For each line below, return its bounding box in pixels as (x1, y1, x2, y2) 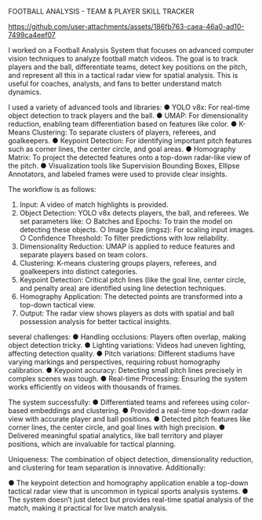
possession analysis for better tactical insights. (19, 317, 172, 326)
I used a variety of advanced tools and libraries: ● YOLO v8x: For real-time (8, 102, 250, 112)
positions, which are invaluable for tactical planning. (8, 440, 176, 448)
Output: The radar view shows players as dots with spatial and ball (19, 308, 235, 318)
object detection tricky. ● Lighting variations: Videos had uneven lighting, (8, 341, 246, 349)
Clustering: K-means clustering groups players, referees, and (19, 259, 217, 267)
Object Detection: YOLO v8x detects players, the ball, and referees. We (19, 208, 249, 217)
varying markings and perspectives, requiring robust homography (8, 357, 221, 367)
